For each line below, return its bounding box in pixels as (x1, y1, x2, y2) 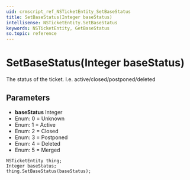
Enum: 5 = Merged (14, 146, 60, 153)
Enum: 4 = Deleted (14, 140, 61, 147)
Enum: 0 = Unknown (14, 115, 65, 122)
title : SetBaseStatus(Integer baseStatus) (6, 14, 112, 20)
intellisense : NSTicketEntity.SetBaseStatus (6, 20, 118, 25)
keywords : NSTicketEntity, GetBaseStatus (6, 25, 110, 31)
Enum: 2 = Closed (14, 127, 59, 134)
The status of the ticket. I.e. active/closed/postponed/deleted (6, 76, 156, 83)
